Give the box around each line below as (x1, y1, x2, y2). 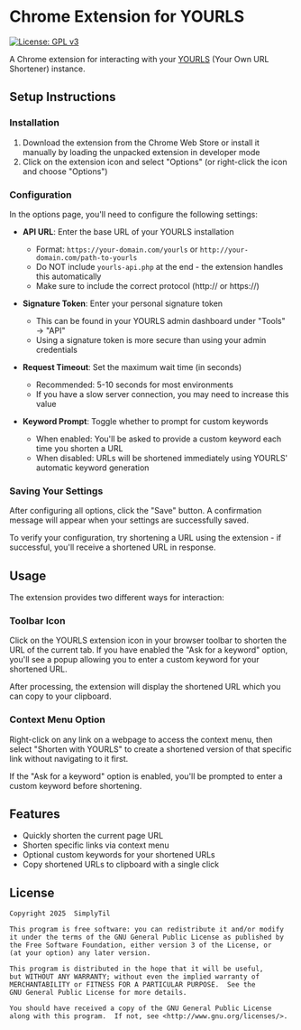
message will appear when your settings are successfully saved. (9, 515, 250, 525)
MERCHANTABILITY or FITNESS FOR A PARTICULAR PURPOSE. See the (9, 980, 256, 989)
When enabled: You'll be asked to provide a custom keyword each (35, 433, 282, 444)
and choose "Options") (22, 165, 108, 177)
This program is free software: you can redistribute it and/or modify (9, 925, 284, 934)
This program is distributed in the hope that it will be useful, (9, 964, 264, 974)
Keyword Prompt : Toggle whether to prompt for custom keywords (22, 415, 269, 426)
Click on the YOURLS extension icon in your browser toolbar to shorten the (9, 635, 287, 646)
